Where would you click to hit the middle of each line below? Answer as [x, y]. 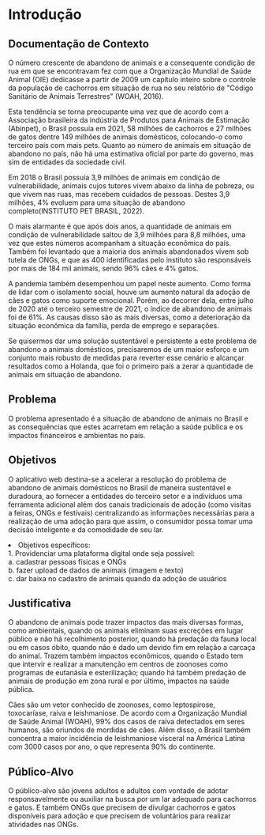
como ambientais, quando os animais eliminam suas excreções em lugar [126, 631]
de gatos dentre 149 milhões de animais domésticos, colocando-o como [125, 137]
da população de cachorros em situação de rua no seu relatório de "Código [131, 88]
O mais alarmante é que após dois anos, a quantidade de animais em [120, 226]
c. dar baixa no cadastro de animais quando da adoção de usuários [118, 578]
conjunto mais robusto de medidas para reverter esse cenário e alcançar [126, 358]
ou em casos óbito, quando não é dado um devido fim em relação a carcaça [132, 648]
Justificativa [40, 604]
